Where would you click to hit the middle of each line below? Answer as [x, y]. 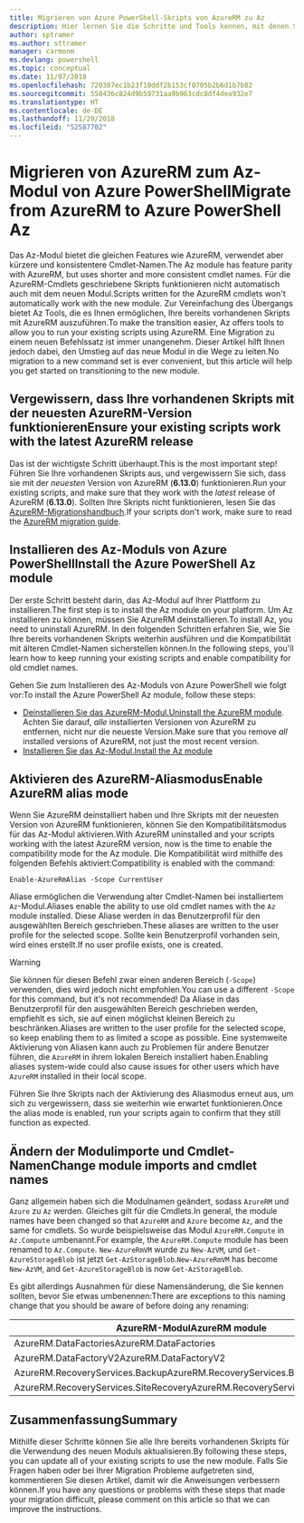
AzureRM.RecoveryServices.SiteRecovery [103, 1388]
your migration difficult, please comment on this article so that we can [140, 1499]
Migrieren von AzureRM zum [119, 172]
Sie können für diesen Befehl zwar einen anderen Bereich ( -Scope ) [133, 980]
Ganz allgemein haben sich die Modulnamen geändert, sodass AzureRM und [149, 1201]
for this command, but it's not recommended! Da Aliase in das [124, 999]
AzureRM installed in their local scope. [78, 1076]
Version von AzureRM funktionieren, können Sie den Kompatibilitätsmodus [148, 825]
